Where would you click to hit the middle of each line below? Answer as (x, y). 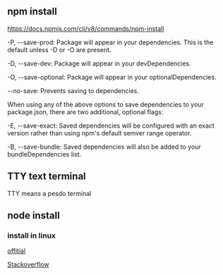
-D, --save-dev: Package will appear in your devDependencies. (100, 63)
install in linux (32, 236)
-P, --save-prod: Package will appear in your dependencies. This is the (110, 42)
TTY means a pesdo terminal (49, 193)
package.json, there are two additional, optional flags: (85, 111)
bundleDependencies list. (44, 154)
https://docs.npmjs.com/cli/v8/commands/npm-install (86, 28)
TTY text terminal (47, 177)
